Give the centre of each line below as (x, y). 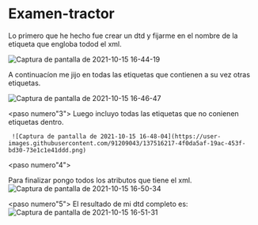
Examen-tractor (61, 14)
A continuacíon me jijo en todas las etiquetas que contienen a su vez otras (129, 74)
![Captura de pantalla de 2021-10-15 (74, 136)
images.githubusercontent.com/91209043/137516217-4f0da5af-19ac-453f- (127, 143)
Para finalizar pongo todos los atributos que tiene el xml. (100, 180)
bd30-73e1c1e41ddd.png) (47, 150)
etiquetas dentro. (36, 122)
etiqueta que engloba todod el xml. (65, 43)
